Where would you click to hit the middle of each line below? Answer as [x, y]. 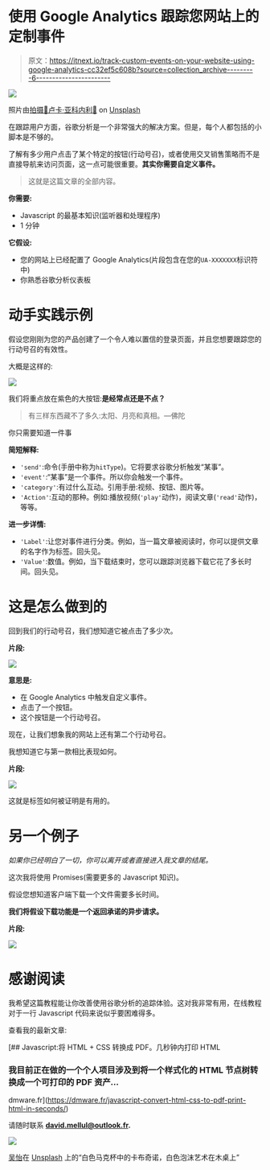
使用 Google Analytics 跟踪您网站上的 [134, 16]
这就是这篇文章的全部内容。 [74, 181]
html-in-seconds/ [37, 1108]
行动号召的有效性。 [40, 349]
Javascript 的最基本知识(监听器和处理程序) [90, 215]
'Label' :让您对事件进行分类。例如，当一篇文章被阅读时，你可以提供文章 [139, 541]
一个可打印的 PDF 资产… [72, 1081]
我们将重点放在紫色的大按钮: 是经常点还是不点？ [87, 398]
